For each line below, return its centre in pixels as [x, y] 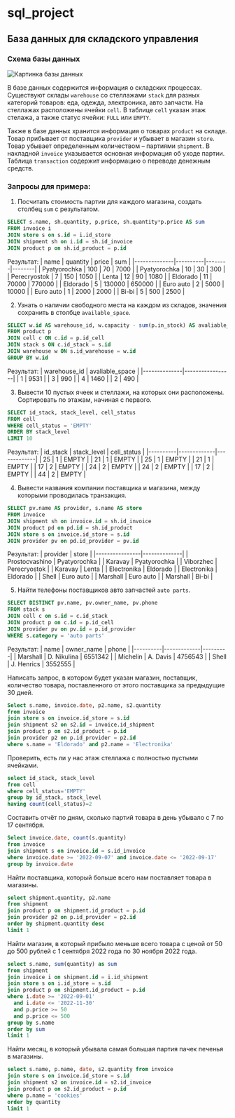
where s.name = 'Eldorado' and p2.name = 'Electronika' [90, 744]
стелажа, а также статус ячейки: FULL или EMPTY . [79, 117]
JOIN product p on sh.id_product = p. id [67, 248]
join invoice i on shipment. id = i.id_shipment [78, 977]
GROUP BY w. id [28, 358]
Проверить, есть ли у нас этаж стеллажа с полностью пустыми [102, 757]
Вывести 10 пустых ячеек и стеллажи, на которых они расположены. [121, 392]
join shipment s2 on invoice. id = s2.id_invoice [79, 1083]
